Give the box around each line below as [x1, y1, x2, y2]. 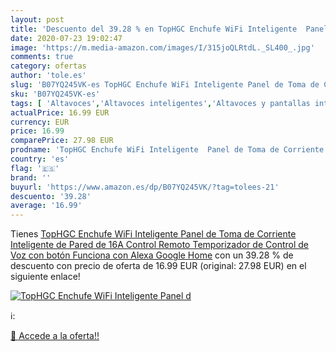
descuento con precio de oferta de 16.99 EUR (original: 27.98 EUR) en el [10, 260, 307, 272]
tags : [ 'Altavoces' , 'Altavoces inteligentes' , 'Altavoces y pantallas [10, 98, 311, 108]
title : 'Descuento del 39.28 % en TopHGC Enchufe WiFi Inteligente [10, 24, 298, 34]
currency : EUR [10, 117, 70, 127]
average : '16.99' [10, 201, 83, 211]
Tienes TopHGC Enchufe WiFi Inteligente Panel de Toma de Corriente [10, 228, 297, 240]
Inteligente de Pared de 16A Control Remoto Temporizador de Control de [10, 239, 309, 251]
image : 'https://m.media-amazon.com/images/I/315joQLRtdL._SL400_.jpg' [10, 42, 315, 53]
